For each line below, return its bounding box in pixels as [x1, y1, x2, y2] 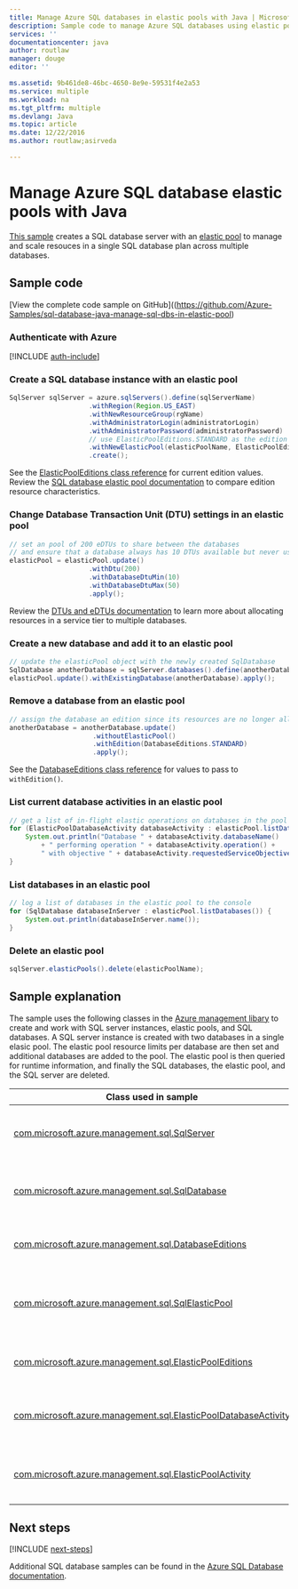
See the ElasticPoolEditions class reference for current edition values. [9, 468, 264, 478]
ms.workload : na [9, 95, 69, 104]
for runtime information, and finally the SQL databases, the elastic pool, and [9, 1060, 286, 1071]
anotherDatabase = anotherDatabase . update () [9, 723, 176, 732]
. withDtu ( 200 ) [88, 565, 141, 574]
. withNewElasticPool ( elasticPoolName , [88, 443, 232, 452]
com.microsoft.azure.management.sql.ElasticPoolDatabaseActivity [13, 1408, 291, 1421]
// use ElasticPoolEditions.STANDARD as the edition [88, 435, 288, 444]
